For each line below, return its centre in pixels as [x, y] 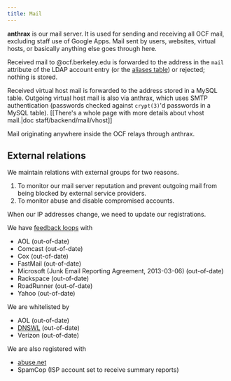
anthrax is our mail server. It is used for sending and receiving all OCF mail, [116, 34]
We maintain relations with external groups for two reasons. [93, 173]
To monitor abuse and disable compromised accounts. [96, 201]
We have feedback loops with [50, 228]
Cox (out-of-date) [43, 257]
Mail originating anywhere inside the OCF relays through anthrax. [101, 134]
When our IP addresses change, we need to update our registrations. [107, 215]
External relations [47, 156]
